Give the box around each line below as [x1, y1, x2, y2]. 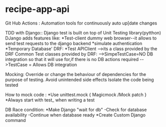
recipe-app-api [5, 3, 70, 15]
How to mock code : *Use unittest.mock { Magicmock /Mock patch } [5, 91, 146, 97]
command [5, 117, 26, 123]
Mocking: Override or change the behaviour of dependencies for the [5, 71, 146, 77]
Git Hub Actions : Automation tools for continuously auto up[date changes [5, 20, 157, 26]
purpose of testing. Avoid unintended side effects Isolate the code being [5, 76, 154, 82]
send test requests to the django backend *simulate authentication [5, 40, 142, 46]
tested [5, 81, 18, 88]
